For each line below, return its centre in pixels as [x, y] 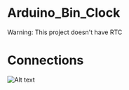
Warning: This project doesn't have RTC [65, 32]
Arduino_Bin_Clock [64, 13]
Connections [46, 60]
